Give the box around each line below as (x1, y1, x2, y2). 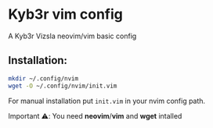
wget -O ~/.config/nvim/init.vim (8, 82, 117, 90)
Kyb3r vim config (8, 5, 124, 23)
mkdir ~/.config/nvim (8, 74, 79, 83)
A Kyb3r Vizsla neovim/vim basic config (8, 31, 137, 41)
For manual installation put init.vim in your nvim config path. (8, 96, 206, 105)
